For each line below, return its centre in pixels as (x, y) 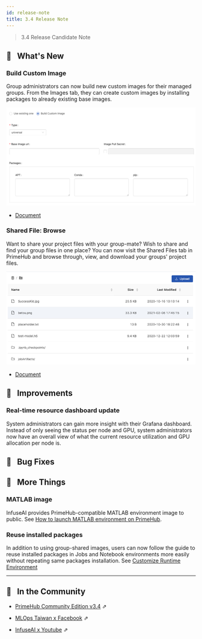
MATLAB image (29, 500)
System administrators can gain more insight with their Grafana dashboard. (99, 424)
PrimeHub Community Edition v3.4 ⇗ (61, 606)
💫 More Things (36, 482)
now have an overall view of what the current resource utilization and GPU (98, 436)
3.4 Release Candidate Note (56, 37)
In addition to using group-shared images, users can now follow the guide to (101, 548)
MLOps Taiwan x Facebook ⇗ (51, 618)
